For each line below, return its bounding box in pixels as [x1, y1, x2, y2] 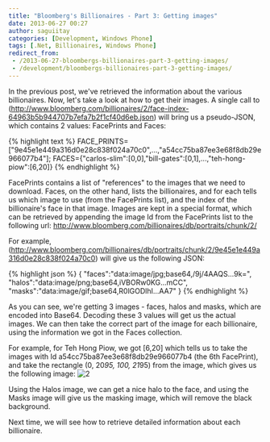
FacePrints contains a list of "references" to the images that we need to [8, 177, 246, 187]
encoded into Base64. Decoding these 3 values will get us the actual [8, 310, 236, 319]
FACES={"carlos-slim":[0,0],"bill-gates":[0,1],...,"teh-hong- [52, 153, 246, 163]
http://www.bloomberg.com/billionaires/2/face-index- [10, 103, 189, 113]
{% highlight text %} [8, 136, 76, 146]
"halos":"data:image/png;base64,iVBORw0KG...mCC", [8, 277, 188, 287]
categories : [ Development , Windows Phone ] [8, 34, 153, 43]
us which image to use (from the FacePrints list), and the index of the [8, 194, 238, 204]
